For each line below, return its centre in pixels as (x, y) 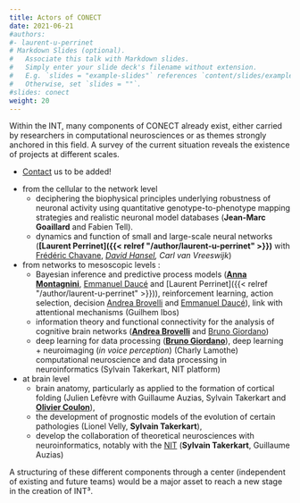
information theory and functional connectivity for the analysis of (155, 322)
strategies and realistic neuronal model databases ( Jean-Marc (150, 218)
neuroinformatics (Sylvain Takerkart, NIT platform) (128, 369)
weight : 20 (29, 101)
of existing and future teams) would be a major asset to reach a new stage (146, 482)
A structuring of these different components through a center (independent (147, 472)
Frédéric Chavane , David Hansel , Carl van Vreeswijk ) (133, 256)
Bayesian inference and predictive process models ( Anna (141, 274)
